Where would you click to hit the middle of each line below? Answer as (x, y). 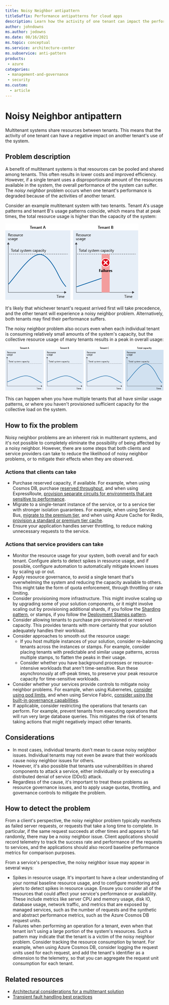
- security (19, 80)
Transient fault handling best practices (52, 997)
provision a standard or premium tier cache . (58, 520)
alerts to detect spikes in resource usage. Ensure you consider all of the (87, 888)
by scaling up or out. (34, 571)
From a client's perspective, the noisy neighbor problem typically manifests (83, 821)
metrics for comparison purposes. (40, 853)
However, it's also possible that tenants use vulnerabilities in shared (83, 766)
